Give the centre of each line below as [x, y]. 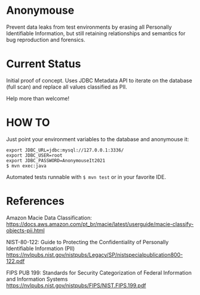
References [35, 201]
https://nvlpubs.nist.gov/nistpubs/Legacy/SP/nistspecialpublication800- [95, 254]
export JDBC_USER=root [34, 155]
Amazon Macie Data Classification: [49, 218]
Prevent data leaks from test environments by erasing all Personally [89, 27]
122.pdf [16, 261]
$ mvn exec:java [26, 166]
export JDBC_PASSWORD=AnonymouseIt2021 [56, 160]
